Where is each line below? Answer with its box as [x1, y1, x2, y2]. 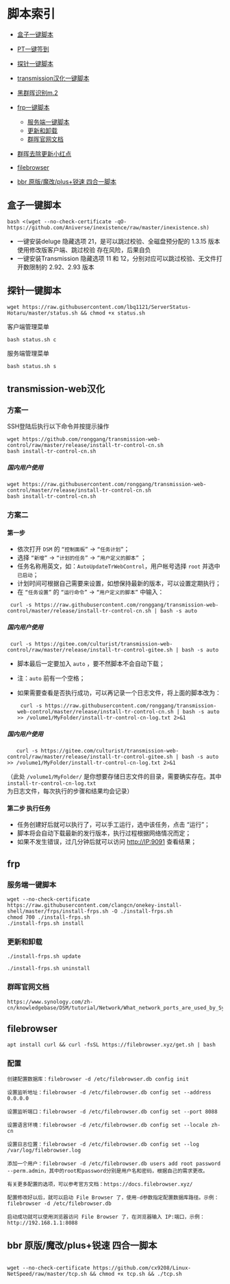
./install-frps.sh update [7, 953, 81, 960]
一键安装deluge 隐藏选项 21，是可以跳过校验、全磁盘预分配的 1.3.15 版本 [16, 237, 220, 245]
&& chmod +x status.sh [80, 310, 146, 317]
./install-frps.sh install [7, 920, 84, 927]
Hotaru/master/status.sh [7, 310, 78, 317]
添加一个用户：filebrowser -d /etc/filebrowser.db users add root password [7, 1160, 221, 1167]
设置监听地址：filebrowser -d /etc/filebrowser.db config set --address [7, 1089, 212, 1096]
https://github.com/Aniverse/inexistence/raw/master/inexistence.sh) [7, 224, 210, 231]
